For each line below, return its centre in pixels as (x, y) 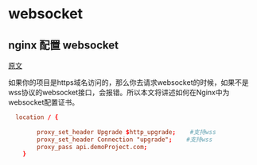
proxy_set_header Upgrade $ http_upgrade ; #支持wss (127, 132)
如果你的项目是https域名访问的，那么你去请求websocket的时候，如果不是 (128, 82)
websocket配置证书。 (44, 102)
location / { (37, 117)
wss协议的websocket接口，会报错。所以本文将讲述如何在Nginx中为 (119, 92)
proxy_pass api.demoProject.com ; (92, 147)
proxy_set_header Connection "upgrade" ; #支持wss (125, 140)
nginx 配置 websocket (64, 45)
